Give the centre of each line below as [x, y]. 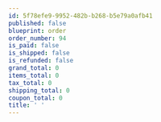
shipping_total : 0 [39, 90]
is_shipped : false [39, 53]
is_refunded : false [41, 61]
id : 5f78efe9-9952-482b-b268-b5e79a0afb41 [80, 16]
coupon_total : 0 [35, 98]
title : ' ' [27, 105]
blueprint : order [37, 31]
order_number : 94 [37, 38]
